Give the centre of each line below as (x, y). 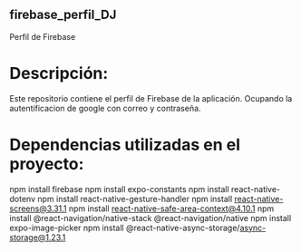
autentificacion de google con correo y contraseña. (105, 108)
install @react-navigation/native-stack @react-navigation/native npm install (150, 218)
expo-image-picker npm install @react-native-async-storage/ (125, 228)
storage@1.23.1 (38, 237)
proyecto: (47, 164)
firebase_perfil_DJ (63, 15)
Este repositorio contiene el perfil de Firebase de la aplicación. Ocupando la (151, 98)
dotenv (23, 199)
